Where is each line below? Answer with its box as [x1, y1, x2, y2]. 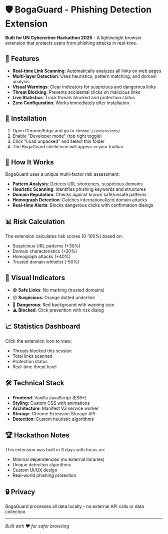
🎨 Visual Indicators [5, 274, 65, 282]
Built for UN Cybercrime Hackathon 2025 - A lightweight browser [5, 35, 142, 41]
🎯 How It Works [5, 158, 54, 166]
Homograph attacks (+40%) [12, 253, 71, 259]
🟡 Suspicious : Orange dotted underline [12, 295, 95, 301]
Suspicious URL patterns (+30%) [12, 243, 81, 249]
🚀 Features [5, 55, 39, 63]
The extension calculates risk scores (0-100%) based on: [5, 233, 123, 239]
